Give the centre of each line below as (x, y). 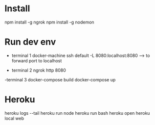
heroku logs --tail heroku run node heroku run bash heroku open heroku (77, 113)
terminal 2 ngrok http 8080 (39, 70)
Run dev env (30, 42)
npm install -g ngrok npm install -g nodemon (49, 22)
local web (14, 118)
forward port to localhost (37, 61)
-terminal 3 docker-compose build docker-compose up (60, 79)
